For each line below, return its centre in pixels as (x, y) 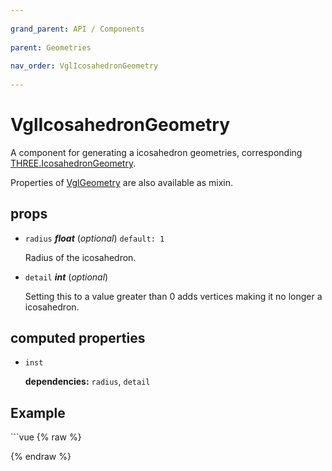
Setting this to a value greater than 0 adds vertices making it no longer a (173, 296)
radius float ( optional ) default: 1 (94, 238)
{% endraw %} (41, 457)
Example (38, 412)
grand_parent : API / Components (77, 29)
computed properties (78, 338)
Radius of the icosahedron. (80, 257)
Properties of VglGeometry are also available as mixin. (121, 182)
